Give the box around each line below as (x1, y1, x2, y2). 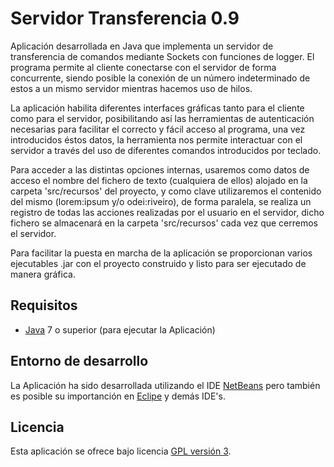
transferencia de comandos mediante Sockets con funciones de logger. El (10, 50, 315, 62)
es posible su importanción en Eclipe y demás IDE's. (10, 390, 226, 402)
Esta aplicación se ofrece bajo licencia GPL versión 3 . (10, 445, 232, 457)
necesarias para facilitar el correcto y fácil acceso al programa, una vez (10, 123, 306, 135)
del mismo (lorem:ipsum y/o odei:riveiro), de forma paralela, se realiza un (10, 195, 312, 207)
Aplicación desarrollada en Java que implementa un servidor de (10, 40, 274, 52)
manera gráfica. (10, 268, 76, 280)
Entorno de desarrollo (10, 353, 149, 370)
